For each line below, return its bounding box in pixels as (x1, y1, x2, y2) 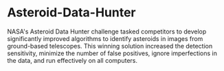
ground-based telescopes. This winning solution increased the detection (7, 42, 213, 50)
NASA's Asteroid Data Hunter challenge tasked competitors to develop (7, 27, 207, 35)
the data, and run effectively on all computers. (7, 56, 137, 64)
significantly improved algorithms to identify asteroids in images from (7, 34, 203, 42)
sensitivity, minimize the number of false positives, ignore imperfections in (7, 49, 218, 57)
